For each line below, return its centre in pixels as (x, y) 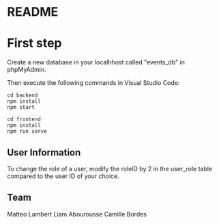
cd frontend (24, 120)
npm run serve (27, 132)
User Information (44, 152)
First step (34, 43)
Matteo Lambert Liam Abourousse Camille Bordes (77, 214)
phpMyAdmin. (27, 70)
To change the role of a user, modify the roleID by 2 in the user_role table (110, 169)
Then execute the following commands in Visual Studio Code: (93, 83)
